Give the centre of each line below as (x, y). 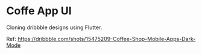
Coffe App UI (39, 11)
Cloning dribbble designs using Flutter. (54, 27)
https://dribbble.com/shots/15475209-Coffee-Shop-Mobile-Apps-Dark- (107, 39)
